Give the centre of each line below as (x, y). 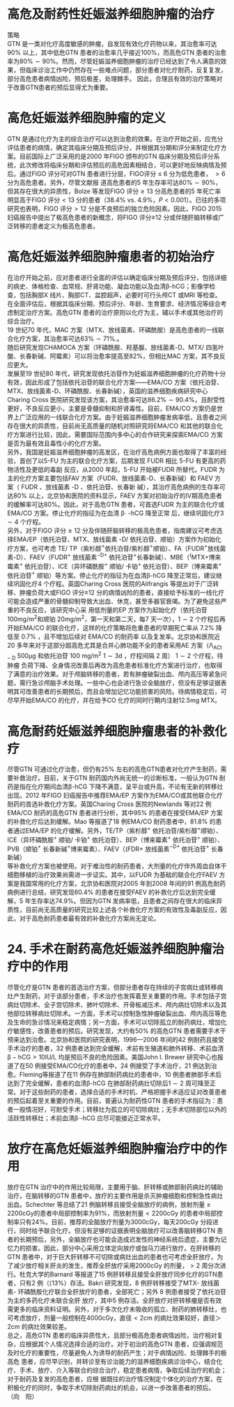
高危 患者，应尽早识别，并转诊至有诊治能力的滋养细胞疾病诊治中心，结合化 (115, 1362)
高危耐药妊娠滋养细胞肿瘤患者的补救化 (117, 731)
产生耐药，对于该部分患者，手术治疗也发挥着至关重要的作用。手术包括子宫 (120, 996)
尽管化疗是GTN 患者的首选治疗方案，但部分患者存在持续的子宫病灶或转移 (112, 988)
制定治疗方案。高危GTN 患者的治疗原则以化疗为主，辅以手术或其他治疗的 (118, 312)
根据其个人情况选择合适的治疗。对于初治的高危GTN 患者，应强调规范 (124, 1344)
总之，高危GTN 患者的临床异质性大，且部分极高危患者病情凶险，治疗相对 (112, 1335)
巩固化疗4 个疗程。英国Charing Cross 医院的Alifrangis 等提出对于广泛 (113, 584)
